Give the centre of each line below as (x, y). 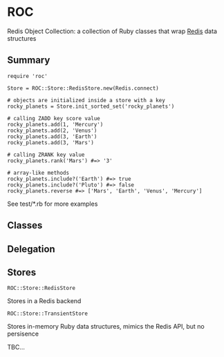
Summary (29, 60)
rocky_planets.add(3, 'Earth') (52, 136)
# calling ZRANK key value (46, 155)
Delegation (31, 249)
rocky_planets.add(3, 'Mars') (51, 142)
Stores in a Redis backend (44, 301)
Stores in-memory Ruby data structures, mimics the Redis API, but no (106, 327)
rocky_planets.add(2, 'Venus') (52, 131)
